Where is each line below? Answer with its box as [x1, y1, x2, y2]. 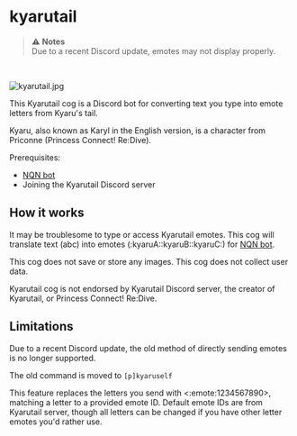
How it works [9, 205, 85, 221]
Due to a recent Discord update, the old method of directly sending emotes [9, 342, 288, 353]
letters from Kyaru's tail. [9, 107, 99, 118]
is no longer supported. [9, 352, 96, 363]
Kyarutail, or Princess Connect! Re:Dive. [9, 293, 157, 304]
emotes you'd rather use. [9, 416, 103, 427]
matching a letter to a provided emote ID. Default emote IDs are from [9, 396, 264, 407]
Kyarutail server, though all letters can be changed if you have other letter [9, 406, 283, 417]
